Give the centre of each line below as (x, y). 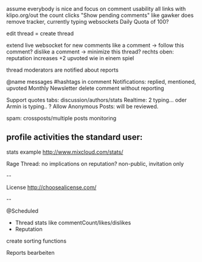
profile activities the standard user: (75, 137)
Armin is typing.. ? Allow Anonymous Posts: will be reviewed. (82, 106)
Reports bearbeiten (30, 252)
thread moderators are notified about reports (62, 70)
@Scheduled (22, 211)
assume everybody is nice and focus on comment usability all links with (96, 9)
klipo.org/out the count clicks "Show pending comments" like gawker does (100, 15)
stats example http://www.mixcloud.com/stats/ (65, 152)
